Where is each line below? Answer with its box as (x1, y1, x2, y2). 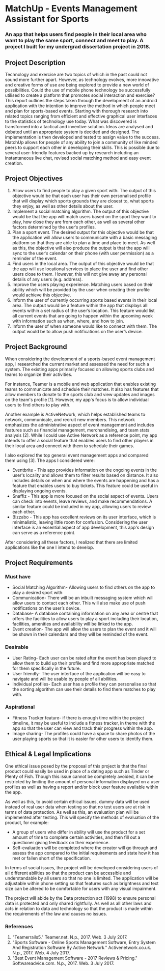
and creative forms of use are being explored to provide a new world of (5, 82, 149, 87)
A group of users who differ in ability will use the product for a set (12, 829, 145, 835)
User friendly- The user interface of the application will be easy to (12, 670, 146, 676)
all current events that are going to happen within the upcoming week (12, 313, 153, 318)
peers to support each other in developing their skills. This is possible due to (5, 144, 160, 150)
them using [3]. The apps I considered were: (5, 457, 95, 463)
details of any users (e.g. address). (12, 276, 83, 282)
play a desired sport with (12, 590, 63, 596)
